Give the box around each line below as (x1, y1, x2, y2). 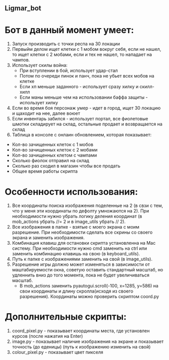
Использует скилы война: (12, 62, 68, 68)
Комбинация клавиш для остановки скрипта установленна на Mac (12, 240, 156, 246)
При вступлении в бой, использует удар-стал (19, 67, 118, 74)
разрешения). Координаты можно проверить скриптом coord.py (19, 294, 159, 300)
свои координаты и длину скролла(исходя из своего (19, 288, 134, 294)
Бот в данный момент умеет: (5, 24, 134, 36)
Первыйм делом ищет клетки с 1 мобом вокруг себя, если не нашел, (12, 46, 161, 52)
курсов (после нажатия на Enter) (12, 333, 83, 339)
